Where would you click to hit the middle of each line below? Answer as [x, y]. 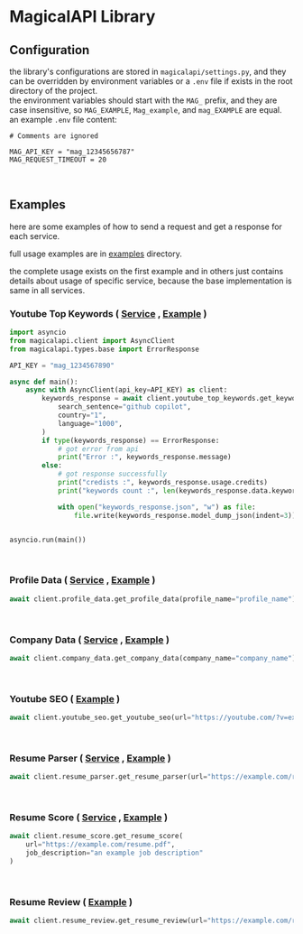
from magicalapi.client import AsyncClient [92, 340]
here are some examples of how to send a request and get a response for [146, 227]
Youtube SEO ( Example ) [65, 698]
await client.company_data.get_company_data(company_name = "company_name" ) [153, 658]
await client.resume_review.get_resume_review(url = [108, 921]
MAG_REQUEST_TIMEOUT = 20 [58, 160]
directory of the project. [53, 91]
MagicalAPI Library [83, 17]
